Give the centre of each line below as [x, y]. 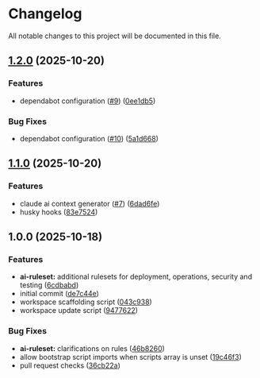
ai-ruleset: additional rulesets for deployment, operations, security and [136, 277]
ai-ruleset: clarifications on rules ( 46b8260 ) [92, 348]
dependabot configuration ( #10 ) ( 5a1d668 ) [89, 138]
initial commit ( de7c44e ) [59, 294]
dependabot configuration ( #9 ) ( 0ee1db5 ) [88, 101]
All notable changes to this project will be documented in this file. [115, 36]
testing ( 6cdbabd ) [49, 285]
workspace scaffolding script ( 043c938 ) [86, 302]
